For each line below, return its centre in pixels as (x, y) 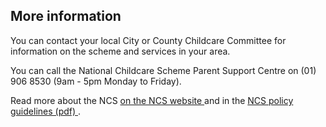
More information (66, 16)
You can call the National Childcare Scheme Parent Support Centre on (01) (163, 70)
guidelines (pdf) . (46, 111)
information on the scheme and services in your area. (120, 51)
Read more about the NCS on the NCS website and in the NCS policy (152, 100)
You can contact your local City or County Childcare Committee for (148, 40)
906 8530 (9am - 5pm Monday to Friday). (96, 81)
